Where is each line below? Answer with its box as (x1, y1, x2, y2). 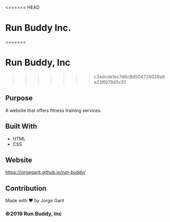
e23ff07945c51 (94, 79, 126, 85)
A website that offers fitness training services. (5, 107, 102, 114)
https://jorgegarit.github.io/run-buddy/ (5, 169, 86, 175)
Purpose (5, 94, 33, 102)
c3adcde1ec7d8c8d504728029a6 (94, 73, 165, 79)
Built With (5, 122, 37, 131)
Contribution (5, 184, 47, 192)
